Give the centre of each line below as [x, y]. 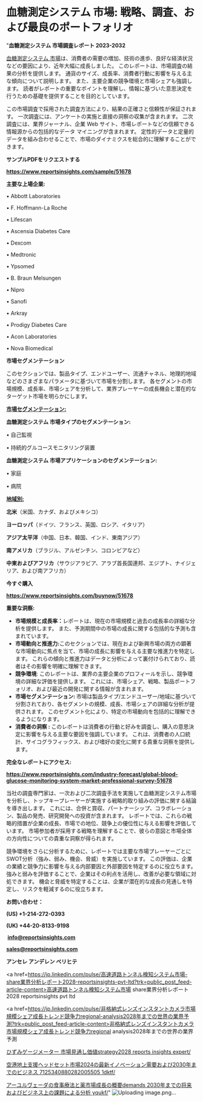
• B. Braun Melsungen [34, 278]
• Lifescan [19, 219]
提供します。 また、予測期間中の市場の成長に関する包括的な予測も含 [111, 628]
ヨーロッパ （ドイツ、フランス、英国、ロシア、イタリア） [77, 524]
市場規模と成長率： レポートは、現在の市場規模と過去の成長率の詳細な [102, 620]
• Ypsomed [21, 266]
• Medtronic [21, 254]
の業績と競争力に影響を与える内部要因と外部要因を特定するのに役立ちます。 [101, 866]
